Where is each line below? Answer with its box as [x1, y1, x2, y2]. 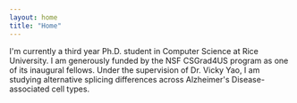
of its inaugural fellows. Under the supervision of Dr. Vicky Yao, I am [9, 64, 260, 75]
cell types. [51, 83, 90, 94]
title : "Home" [9, 21, 63, 30]
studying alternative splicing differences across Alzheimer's [9, 74, 230, 84]
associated [9, 83, 50, 94]
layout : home [9, 12, 58, 22]
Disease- [231, 74, 266, 84]
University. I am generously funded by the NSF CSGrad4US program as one [9, 55, 289, 66]
